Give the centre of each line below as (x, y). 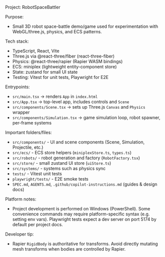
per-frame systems (32, 123)
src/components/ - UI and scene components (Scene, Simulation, (78, 142)
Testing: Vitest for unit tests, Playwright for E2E (60, 77)
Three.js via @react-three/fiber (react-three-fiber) (63, 56)
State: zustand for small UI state (45, 72)
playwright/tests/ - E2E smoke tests (50, 179)
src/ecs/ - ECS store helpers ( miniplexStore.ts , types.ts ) (72, 153)
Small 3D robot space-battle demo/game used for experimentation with (85, 26)
